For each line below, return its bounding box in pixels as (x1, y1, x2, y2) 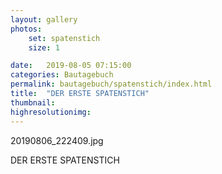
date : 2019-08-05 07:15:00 (10, 61, 132, 71)
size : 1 (28, 42, 60, 53)
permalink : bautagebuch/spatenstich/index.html (10, 79, 213, 90)
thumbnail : (10, 97, 56, 108)
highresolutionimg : (10, 107, 92, 117)
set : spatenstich (28, 33, 101, 43)
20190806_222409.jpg (10, 134, 104, 146)
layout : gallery (10, 14, 78, 25)
